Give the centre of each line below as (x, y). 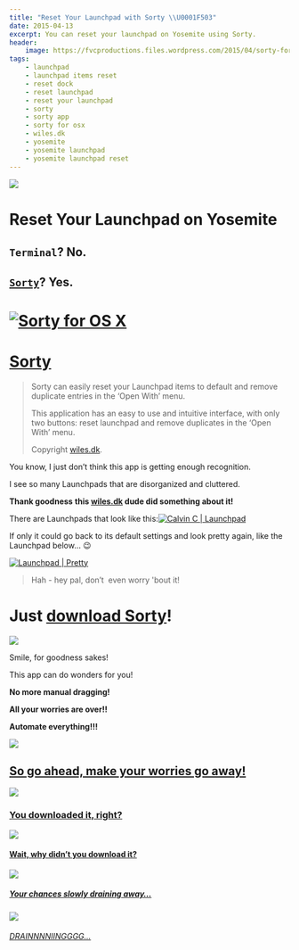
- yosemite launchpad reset (77, 158)
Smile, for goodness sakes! (59, 657)
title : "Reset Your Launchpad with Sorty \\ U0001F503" (113, 17)
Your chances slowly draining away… (81, 894)
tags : (19, 59)
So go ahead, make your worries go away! (128, 771)
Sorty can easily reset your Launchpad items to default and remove (154, 386)
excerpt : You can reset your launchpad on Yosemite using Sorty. (133, 34)
